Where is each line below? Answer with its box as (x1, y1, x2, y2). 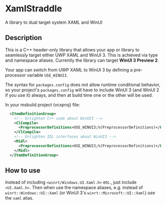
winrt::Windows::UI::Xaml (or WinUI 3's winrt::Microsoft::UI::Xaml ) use (5, 190, 156, 196)
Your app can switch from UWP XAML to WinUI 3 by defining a (5, 67, 133, 73)
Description (5, 34, 42, 42)
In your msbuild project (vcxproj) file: (5, 102, 80, 108)
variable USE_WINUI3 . (27, 72, 68, 78)
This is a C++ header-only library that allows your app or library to (5, 46, 140, 52)
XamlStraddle (5, 3, 62, 14)
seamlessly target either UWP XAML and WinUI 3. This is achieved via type (5, 52, 158, 58)
